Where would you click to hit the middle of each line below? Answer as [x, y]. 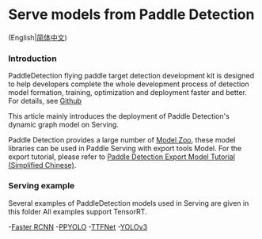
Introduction [32, 59]
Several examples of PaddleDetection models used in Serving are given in [129, 203]
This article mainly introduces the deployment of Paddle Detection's [119, 116]
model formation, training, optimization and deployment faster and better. [128, 93]
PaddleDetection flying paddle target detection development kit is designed [131, 76]
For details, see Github [45, 101]
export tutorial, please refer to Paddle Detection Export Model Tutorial [122, 157]
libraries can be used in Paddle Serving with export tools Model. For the [125, 149]
